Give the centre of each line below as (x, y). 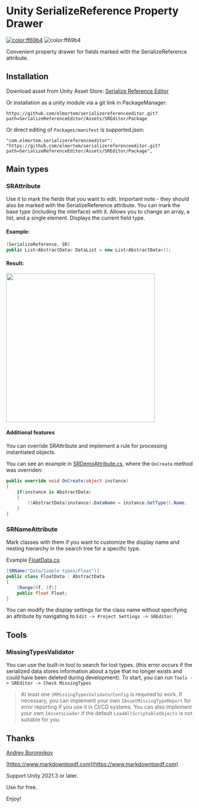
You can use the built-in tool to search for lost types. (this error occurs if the (99, 665)
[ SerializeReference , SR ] (38, 244)
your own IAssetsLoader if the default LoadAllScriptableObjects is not (107, 713)
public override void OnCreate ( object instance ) (67, 481)
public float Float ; (42, 593)
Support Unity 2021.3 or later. (42, 775)
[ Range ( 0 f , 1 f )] (37, 587)
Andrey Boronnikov (30, 752)
